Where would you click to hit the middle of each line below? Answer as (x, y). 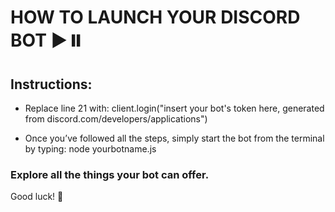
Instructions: (51, 84)
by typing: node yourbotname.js (90, 149)
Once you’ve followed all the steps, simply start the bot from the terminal (174, 138)
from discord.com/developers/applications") (116, 119)
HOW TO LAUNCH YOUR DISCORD (155, 17)
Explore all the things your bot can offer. (110, 174)
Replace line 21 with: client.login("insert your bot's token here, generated (174, 108)
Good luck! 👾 (37, 197)
